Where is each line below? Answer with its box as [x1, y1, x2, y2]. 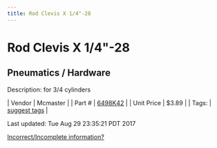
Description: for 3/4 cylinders [7, 85, 91, 94]
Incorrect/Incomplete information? [7, 132, 105, 141]
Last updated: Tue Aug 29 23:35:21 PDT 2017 [7, 119, 136, 127]
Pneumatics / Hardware [7, 67, 111, 79]
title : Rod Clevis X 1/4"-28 [7, 10, 91, 17]
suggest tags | [7, 106, 48, 114]
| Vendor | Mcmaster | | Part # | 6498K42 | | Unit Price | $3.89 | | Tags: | [7, 98, 212, 107]
